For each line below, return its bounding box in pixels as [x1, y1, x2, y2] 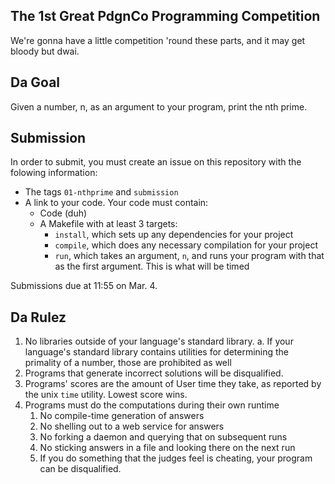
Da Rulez [10, 309, 67, 326]
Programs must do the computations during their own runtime [24, 399, 280, 411]
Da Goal [10, 74, 61, 91]
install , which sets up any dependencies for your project [54, 229, 294, 241]
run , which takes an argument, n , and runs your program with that [54, 250, 325, 262]
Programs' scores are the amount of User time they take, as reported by [24, 378, 322, 390]
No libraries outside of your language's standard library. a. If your [24, 335, 294, 348]
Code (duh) [39, 207, 88, 219]
